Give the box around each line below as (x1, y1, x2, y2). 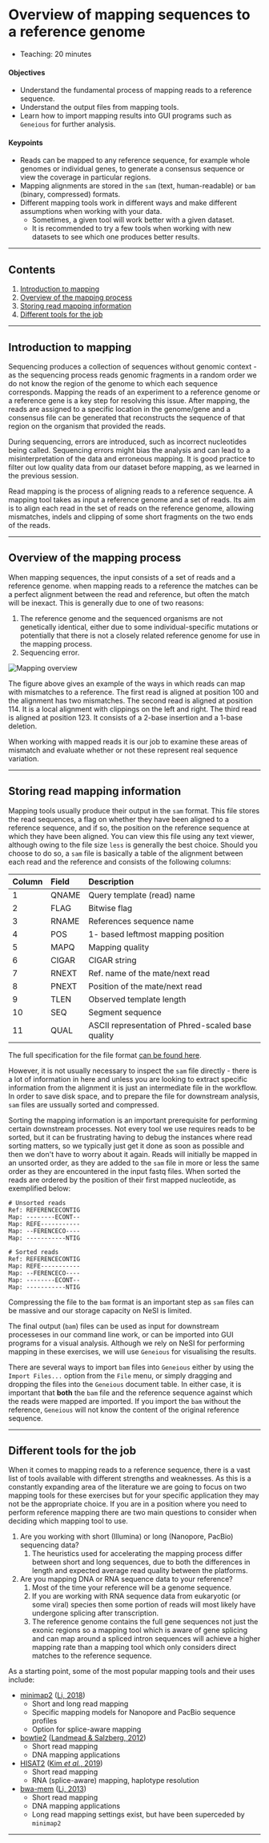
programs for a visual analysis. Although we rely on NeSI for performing (8, 1338, 246, 1348)
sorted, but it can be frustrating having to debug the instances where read (8, 1132, 253, 1142)
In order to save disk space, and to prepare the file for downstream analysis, (8, 1091, 260, 1101)
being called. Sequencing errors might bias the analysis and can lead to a (8, 445, 251, 454)
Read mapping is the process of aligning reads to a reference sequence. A (8, 486, 254, 496)
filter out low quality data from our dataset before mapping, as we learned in (8, 462, 260, 472)
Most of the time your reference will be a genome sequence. (31, 1583, 232, 1592)
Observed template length (87, 994, 187, 1005)
